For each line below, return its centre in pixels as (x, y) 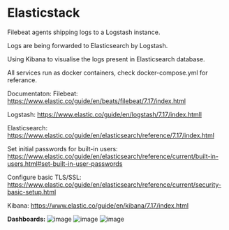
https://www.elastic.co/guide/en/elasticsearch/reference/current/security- (114, 184)
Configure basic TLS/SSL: (44, 177)
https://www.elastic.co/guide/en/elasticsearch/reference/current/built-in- (113, 156)
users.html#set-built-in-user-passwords (65, 163)
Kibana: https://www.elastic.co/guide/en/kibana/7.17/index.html (98, 205)
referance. (22, 80)
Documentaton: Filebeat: (43, 93)
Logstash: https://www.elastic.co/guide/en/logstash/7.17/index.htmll (105, 114)
